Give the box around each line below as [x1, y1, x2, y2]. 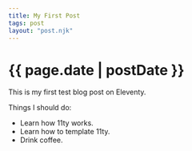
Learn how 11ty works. [19, 118, 94, 128]
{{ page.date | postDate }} [8, 61, 185, 79]
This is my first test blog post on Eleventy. [8, 87, 146, 97]
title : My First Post [8, 11, 81, 20]
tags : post [8, 19, 45, 27]
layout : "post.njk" [8, 26, 74, 34]
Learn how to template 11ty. [19, 127, 110, 137]
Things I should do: [8, 103, 72, 113]
